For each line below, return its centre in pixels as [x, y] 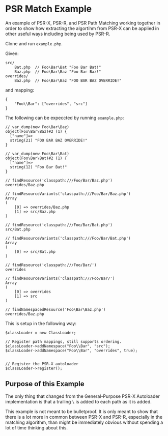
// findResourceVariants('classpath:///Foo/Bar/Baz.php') [68, 194]
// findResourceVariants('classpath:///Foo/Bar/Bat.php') [68, 238]
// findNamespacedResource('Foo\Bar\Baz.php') [55, 309]
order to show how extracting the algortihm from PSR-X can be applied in [82, 28]
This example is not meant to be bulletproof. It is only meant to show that [82, 411]
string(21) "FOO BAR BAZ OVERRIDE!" [49, 140]
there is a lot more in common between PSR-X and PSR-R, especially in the [84, 417]
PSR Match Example [49, 9]
